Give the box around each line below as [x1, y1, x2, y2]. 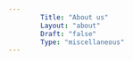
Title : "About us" [40, 12, 109, 22]
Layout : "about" [40, 21, 101, 30]
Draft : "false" [40, 29, 97, 38]
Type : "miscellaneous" [40, 37, 125, 47]
